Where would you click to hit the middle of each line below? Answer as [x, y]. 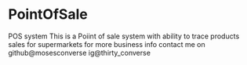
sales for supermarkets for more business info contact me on [107, 44]
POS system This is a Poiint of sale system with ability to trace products [124, 36]
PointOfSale [48, 14]
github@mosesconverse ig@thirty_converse [80, 52]
